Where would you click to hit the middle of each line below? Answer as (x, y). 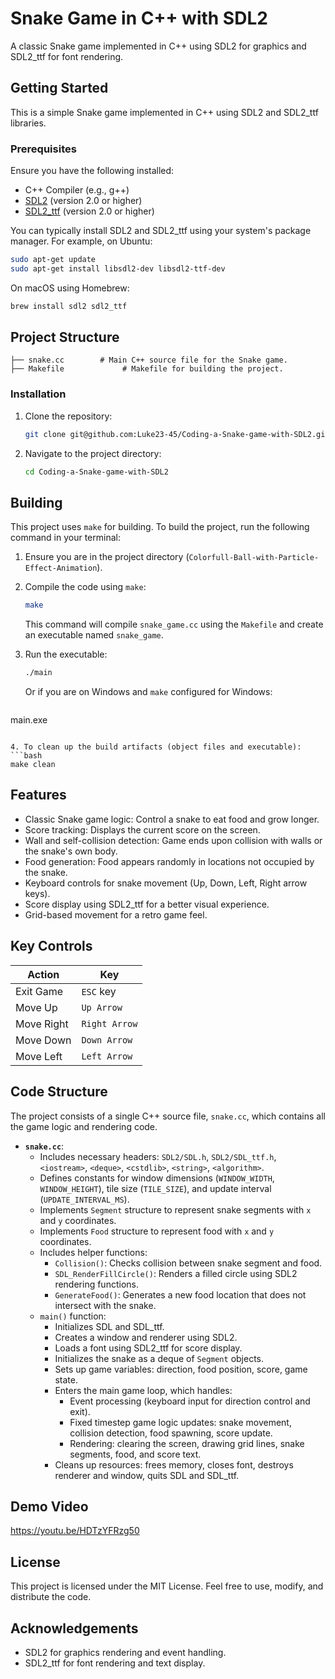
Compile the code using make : (85, 587)
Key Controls (51, 946)
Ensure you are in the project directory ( (107, 557)
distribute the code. (51, 1597)
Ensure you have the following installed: (92, 171)
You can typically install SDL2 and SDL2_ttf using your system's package (161, 231)
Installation (38, 394)
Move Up (36, 1007)
